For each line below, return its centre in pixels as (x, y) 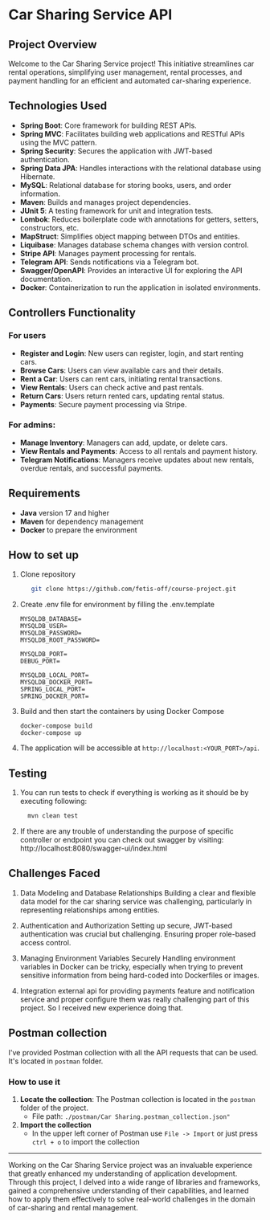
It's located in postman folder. (56, 1061)
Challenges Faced (54, 873)
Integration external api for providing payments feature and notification (137, 990)
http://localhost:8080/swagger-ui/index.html (93, 848)
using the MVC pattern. (59, 142)
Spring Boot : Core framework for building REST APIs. (108, 125)
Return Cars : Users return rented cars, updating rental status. (122, 396)
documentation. (46, 279)
